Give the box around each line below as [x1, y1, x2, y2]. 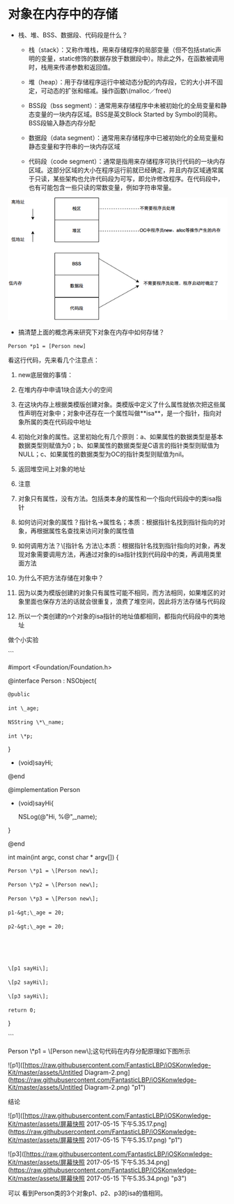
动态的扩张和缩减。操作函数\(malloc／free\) [47, 86, 172, 95]
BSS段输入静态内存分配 [28, 119, 96, 127]
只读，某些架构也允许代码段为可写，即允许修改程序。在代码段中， [34, 174, 224, 183]
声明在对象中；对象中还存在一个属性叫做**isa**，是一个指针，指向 [24, 409, 216, 417]
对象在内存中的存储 [8, 6, 118, 22]
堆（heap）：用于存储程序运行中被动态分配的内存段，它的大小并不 [28, 77, 217, 86]
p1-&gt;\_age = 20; [8, 909, 65, 916]
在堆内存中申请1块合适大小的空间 [17, 385, 113, 394]
